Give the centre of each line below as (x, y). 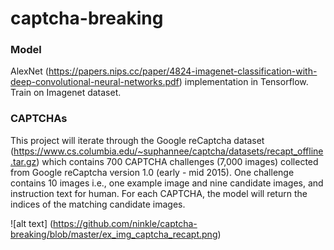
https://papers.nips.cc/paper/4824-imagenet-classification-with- (183, 71)
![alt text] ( (32, 223)
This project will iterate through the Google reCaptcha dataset (137, 140)
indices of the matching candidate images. (98, 204)
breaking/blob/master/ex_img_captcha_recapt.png (114, 234)
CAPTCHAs (39, 119)
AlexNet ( (29, 71)
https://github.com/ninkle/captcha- (125, 223)
